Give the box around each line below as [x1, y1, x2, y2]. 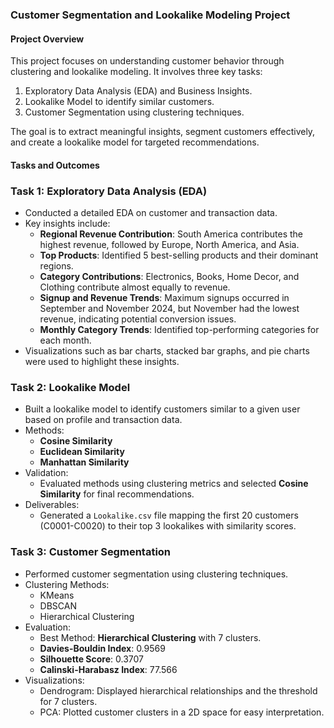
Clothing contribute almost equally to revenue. [39, 281, 231, 293]
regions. [39, 260, 74, 272]
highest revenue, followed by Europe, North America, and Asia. [39, 239, 300, 251]
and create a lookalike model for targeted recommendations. [10, 136, 260, 148]
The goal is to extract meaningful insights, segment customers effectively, [10, 126, 316, 138]
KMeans [39, 589, 75, 601]
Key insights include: [24, 218, 111, 230]
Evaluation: [24, 621, 72, 633]
